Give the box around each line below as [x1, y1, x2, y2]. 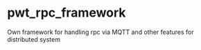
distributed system [7, 35, 61, 43]
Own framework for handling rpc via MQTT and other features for [7, 28, 194, 36]
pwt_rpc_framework [7, 5, 126, 21]
